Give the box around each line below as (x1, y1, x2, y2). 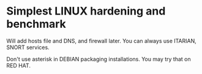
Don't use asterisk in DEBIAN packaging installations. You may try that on (6, 55, 191, 62)
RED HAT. (6, 62, 31, 69)
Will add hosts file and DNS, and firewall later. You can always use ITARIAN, (6, 37, 197, 44)
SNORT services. (6, 44, 50, 51)
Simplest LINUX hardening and (6, 4, 166, 18)
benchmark (6, 17, 66, 31)
